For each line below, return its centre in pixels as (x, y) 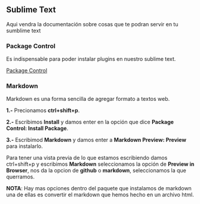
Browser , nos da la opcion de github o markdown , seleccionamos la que (96, 171)
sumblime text (24, 30)
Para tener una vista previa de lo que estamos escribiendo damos (87, 158)
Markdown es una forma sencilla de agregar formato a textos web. (88, 99)
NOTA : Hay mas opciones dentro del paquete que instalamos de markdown (99, 188)
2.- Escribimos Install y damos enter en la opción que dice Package (90, 122)
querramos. (20, 177)
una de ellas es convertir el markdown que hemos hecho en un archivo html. (100, 195)
